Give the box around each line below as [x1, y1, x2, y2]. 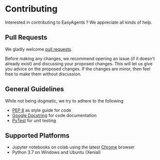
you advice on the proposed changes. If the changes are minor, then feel [5, 66, 150, 72]
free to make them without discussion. [5, 71, 81, 77]
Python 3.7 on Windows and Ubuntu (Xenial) [12, 149, 101, 155]
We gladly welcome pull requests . [5, 46, 73, 52]
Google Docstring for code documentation [12, 112, 97, 118]
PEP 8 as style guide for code [12, 107, 71, 113]
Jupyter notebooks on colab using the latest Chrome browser [12, 144, 135, 150]
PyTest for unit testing [12, 117, 56, 123]
